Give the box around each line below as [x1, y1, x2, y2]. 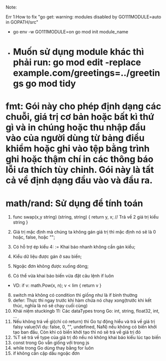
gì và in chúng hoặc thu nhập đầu [5, 122, 146, 133]
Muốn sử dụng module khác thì [12, 46, 144, 58]
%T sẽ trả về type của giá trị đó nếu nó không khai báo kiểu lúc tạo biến [12, 335, 161, 341]
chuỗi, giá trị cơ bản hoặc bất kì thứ [5, 112, 154, 122]
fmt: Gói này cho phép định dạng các [5, 101, 162, 112]
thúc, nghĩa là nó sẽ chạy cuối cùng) [12, 303, 88, 309]
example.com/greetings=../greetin [12, 67, 161, 79]
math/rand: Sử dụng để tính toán [5, 198, 144, 209]
